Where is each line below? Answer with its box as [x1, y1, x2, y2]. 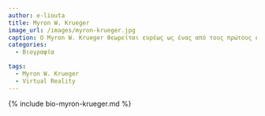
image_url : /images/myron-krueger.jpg [8, 26, 136, 34]
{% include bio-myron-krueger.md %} [8, 99, 132, 108]
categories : [8, 41, 47, 49]
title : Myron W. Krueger [8, 19, 90, 27]
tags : [8, 62, 26, 71]
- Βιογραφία [15, 48, 55, 56]
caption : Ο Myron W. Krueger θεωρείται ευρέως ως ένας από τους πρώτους [8, 33, 252, 42]
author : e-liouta [8, 11, 65, 20]
